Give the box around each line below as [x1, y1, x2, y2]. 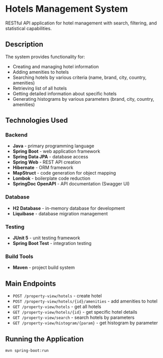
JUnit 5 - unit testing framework [12, 235, 80, 241]
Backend [5, 131, 28, 139]
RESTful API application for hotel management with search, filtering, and [5, 20, 157, 26]
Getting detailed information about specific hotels [12, 90, 117, 97]
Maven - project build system [12, 264, 75, 270]
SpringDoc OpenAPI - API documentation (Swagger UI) [12, 181, 130, 187]
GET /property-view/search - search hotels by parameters [12, 314, 135, 321]
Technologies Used [5, 116, 68, 125]
